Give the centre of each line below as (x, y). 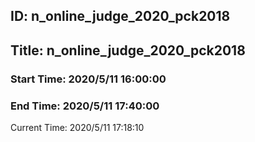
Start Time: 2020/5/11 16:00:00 (88, 79)
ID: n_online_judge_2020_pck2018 (120, 16)
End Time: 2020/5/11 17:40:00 (85, 106)
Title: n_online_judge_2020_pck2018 (128, 50)
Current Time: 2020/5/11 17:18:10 (77, 127)
